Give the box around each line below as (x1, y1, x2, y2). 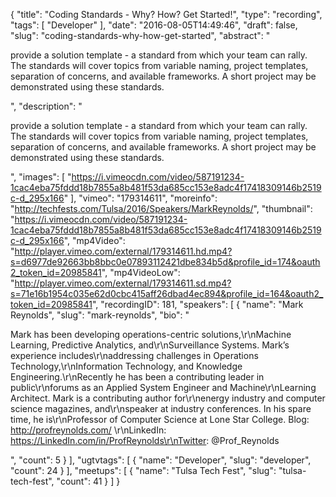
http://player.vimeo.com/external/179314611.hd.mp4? (14, 245, 233, 257)
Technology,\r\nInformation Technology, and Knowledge (10, 360, 243, 372)
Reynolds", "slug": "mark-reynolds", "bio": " (10, 309, 190, 321)
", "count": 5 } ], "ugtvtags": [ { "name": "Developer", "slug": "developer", (10, 454, 312, 466)
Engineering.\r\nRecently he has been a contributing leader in (10, 371, 265, 383)
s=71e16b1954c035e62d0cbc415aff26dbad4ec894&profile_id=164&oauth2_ (10, 288, 324, 299)
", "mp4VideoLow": (101, 267, 181, 278)
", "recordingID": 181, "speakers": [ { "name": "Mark (91, 299, 304, 310)
